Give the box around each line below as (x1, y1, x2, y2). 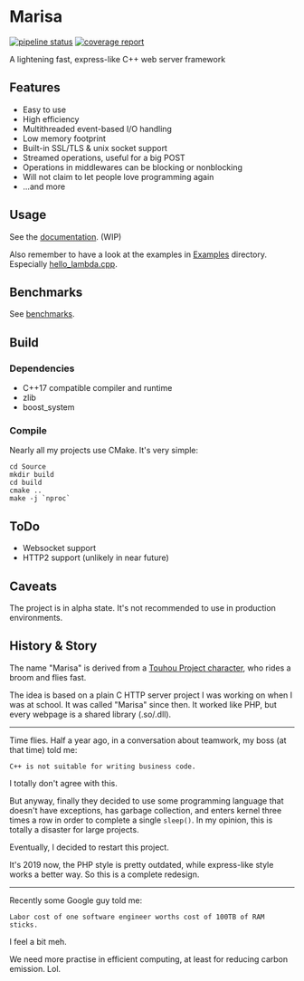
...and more (22, 181, 66, 192)
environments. (9, 612, 63, 623)
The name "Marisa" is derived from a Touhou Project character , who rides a (9, 662, 291, 673)
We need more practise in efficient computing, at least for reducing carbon (9, 953, 289, 965)
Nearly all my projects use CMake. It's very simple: (9, 445, 199, 456)
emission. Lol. (9, 963, 62, 974)
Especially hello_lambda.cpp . (9, 258, 118, 269)
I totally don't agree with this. (9, 777, 118, 788)
